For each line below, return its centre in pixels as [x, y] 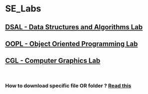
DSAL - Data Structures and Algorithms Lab [74, 27]
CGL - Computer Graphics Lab [53, 61]
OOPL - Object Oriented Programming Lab [72, 44]
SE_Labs [23, 9]
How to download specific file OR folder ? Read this [68, 86]
